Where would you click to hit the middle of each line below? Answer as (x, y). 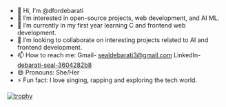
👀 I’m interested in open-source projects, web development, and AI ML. (118, 18)
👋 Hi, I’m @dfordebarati (50, 11)
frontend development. (50, 47)
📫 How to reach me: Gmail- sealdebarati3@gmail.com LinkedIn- (109, 55)
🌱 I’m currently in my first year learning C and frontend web (101, 25)
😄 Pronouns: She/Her (48, 72)
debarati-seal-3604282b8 (54, 65)
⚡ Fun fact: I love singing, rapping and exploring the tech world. (107, 80)
